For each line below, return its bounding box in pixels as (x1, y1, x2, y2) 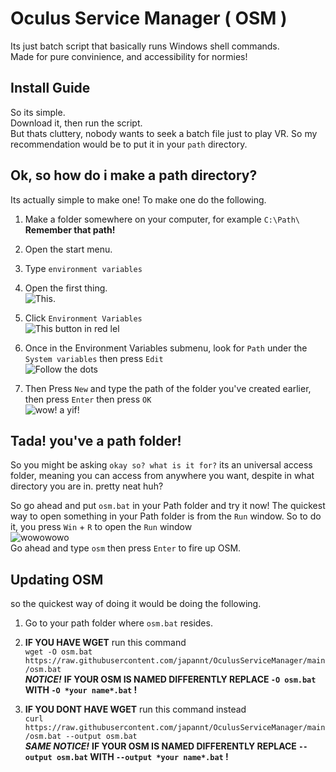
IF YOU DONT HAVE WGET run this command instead (24, 703, 247, 716)
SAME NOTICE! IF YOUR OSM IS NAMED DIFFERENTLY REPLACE (24, 740, 297, 752)
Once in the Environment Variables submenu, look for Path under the (24, 342, 308, 354)
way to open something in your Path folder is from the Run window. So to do (10, 510, 322, 522)
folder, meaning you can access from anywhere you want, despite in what (10, 470, 315, 482)
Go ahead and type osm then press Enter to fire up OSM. (10, 542, 242, 554)
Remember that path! (24, 223, 116, 236)
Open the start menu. (24, 243, 113, 255)
